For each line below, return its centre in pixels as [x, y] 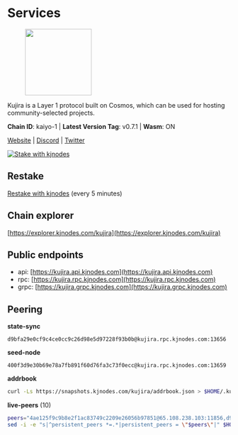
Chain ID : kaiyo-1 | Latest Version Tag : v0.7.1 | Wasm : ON [91, 126]
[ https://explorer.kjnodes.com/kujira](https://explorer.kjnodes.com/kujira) [114, 232]
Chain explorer [41, 216]
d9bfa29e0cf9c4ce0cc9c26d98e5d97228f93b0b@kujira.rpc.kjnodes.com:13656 [117, 339]
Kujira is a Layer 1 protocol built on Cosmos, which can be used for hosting [116, 105]
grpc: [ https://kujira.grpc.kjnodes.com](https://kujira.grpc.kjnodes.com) [123, 287]
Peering [25, 309]
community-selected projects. [51, 113]
